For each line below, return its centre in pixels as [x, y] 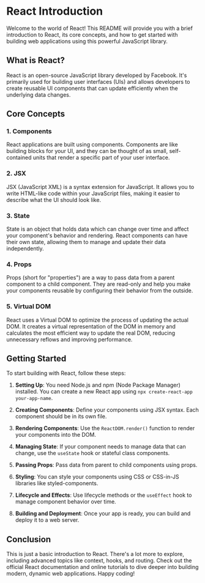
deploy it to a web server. [47, 520]
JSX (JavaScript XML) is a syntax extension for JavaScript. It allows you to [100, 187]
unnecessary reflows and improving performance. [69, 339]
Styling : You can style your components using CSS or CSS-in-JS [97, 477]
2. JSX [16, 174]
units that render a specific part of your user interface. [101, 158]
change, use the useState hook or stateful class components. [92, 453]
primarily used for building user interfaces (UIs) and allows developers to [98, 81]
